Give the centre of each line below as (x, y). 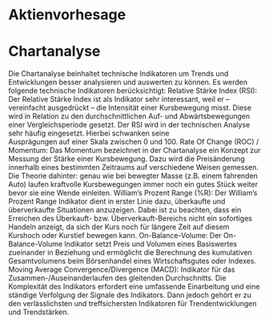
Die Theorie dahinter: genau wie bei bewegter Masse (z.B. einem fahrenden (133, 176)
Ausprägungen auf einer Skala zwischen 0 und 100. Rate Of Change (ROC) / (134, 142)
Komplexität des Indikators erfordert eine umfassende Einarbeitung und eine (134, 287)
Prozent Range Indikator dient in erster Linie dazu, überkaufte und (117, 201)
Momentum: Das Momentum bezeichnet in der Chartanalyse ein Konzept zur (134, 151)
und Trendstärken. (39, 312)
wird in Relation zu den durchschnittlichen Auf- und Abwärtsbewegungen (129, 116)
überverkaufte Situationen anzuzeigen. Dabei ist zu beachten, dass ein (125, 210)
